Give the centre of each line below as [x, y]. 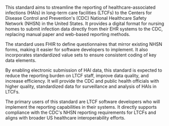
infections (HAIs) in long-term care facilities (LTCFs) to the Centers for [79, 13]
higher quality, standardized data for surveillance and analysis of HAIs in [81, 86]
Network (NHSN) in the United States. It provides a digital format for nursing [85, 23]
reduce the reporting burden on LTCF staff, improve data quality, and [77, 75]
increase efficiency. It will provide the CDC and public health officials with [82, 81]
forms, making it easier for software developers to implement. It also [77, 50]
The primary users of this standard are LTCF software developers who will [83, 102]
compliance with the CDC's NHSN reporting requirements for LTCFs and [81, 112]
